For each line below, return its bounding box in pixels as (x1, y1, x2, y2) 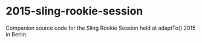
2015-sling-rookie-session (5, 4, 143, 18)
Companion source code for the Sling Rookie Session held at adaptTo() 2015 (5, 24, 196, 31)
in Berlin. (5, 30, 28, 38)
